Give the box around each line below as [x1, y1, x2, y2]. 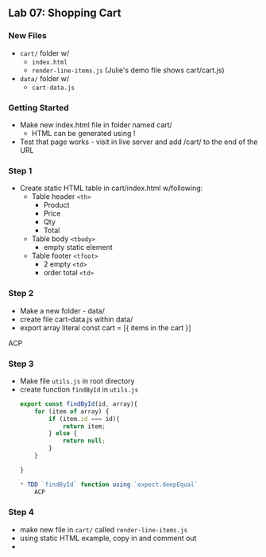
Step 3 [8, 358, 34, 369]
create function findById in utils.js [19, 384, 139, 394]
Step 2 [8, 288, 34, 299]
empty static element [43, 243, 113, 252]
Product [43, 201, 70, 210]
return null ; [62, 437, 106, 445]
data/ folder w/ [19, 73, 70, 83]
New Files [8, 30, 48, 41]
